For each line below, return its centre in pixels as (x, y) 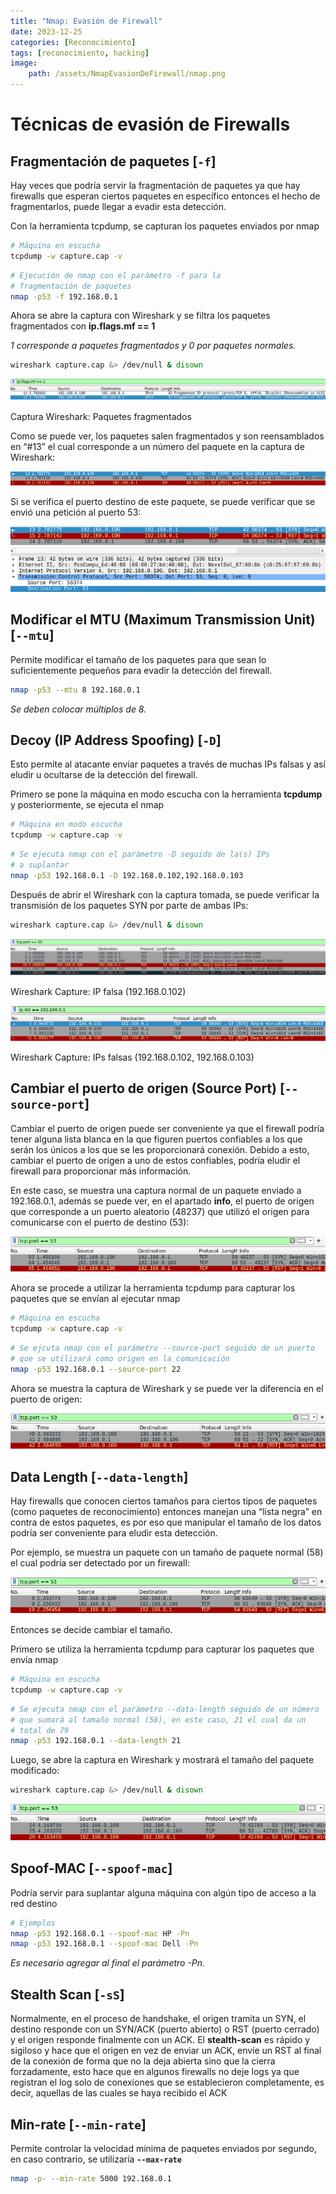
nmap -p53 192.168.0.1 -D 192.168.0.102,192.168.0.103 (127, 875)
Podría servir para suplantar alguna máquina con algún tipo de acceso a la (163, 1892)
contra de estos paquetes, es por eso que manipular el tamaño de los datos (166, 1522)
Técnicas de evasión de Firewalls (150, 124)
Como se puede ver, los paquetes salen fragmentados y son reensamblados (167, 436)
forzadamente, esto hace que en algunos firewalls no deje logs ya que (155, 2072)
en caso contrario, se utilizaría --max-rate (96, 2159)
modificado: (35, 1771)
